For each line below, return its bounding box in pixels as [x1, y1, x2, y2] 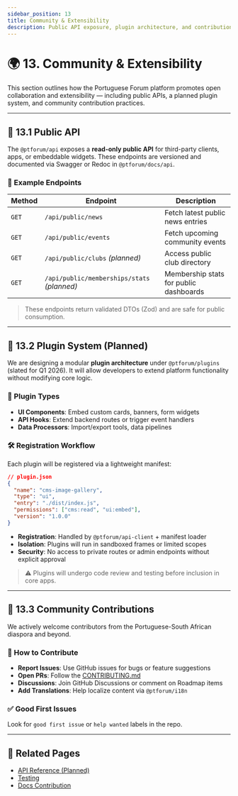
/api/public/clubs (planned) [45, 253, 142, 263]
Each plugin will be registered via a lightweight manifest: [7, 459, 172, 468]
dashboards [164, 287, 205, 297]
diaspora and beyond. [7, 629, 72, 639]
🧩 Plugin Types [7, 392, 60, 402]
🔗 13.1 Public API [7, 126, 80, 138]
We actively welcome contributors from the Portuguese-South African [7, 622, 212, 631]
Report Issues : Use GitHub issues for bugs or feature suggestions [17, 663, 211, 672]
